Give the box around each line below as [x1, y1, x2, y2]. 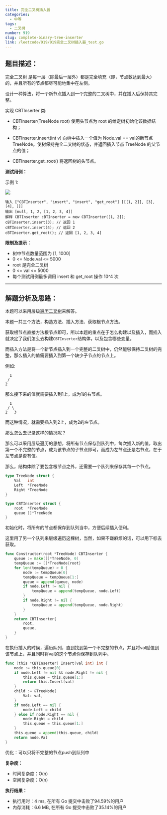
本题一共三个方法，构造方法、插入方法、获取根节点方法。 [5, 319, 123, 325]
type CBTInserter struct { [5, 501, 61, 506]
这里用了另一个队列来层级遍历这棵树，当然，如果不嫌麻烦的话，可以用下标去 [5, 535, 162, 542]
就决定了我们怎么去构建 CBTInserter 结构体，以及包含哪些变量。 [5, 335, 134, 342]
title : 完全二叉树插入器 [5, 7, 51, 12]
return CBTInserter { [14, 616, 57, 621]
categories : [5, 12, 30, 17]
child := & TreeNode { [14, 689, 57, 694]
